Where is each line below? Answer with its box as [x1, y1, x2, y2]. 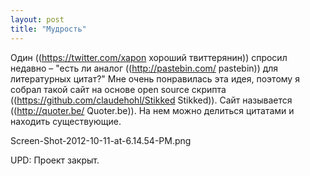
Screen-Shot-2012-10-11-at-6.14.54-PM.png [10, 134, 192, 146]
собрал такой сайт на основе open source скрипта [10, 83, 227, 95]
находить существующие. [10, 115, 122, 127]
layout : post [10, 14, 65, 25]
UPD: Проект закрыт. [10, 154, 100, 166]
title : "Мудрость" [10, 24, 87, 34]
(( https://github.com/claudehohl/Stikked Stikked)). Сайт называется [10, 94, 293, 106]
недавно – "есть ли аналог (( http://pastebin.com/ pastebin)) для [10, 62, 279, 74]
